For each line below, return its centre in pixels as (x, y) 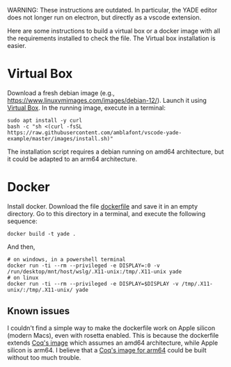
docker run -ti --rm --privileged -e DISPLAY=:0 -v (83, 266)
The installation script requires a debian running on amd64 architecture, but (115, 152)
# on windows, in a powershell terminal (67, 259)
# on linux (23, 277)
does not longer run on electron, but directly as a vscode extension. (104, 17)
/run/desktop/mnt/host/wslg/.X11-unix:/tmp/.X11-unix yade (95, 271)
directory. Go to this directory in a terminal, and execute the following (106, 213)
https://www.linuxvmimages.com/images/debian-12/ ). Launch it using (107, 100)
